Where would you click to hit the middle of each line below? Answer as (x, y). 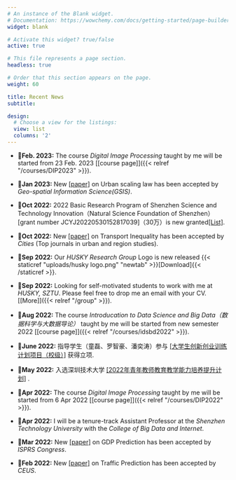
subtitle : (22, 103)
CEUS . (27, 470)
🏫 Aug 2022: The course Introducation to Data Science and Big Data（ (119, 315)
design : (19, 116)
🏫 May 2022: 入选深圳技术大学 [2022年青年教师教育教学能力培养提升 (116, 369)
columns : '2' (33, 136)
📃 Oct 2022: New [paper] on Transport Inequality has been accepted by (120, 236)
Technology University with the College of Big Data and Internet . (111, 428)
